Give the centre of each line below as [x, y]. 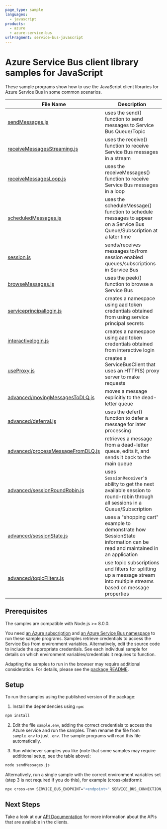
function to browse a [129, 284]
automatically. [27, 741]
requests [115, 383]
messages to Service [129, 125]
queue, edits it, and [127, 451]
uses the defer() [124, 412]
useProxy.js [21, 370]
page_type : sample [24, 10]
